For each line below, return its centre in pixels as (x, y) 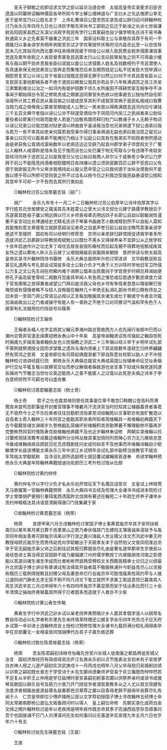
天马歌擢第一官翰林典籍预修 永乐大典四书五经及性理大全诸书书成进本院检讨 (83, 490)
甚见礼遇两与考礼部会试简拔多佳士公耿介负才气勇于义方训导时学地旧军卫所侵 (83, 265)
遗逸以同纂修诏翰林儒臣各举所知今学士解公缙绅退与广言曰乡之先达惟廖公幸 (81, 13)
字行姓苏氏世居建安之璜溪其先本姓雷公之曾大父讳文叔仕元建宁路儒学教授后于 (83, 209)
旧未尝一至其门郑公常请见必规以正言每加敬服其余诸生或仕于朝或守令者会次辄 (83, 296)
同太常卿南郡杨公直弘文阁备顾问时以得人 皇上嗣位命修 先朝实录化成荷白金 (83, 703)
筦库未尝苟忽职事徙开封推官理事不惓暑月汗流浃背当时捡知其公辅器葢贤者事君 (83, 407)
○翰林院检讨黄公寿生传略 (40, 603)
